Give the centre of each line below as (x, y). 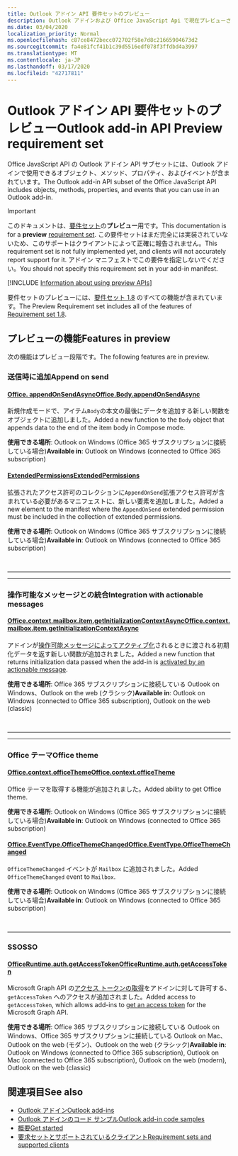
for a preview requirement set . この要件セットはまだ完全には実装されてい (115, 235)
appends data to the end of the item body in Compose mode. (96, 428)
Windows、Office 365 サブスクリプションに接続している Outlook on (107, 1036)
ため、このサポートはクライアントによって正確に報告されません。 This (115, 243)
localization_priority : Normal (53, 34)
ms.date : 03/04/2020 (38, 27)
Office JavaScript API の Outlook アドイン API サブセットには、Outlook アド (118, 164)
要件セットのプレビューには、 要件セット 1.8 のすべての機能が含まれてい (112, 298)
